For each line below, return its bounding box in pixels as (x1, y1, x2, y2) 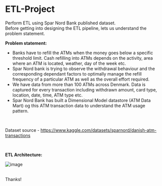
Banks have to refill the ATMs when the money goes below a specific (12, 50, 154, 56)
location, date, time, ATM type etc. (12, 92, 83, 98)
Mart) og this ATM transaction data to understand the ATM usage (12, 102, 146, 108)
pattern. (12, 108, 29, 114)
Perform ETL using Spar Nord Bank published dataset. (5, 20, 116, 26)
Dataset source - (5, 127, 40, 133)
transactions (5, 132, 31, 138)
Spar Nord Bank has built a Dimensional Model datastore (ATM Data (12, 97, 151, 103)
